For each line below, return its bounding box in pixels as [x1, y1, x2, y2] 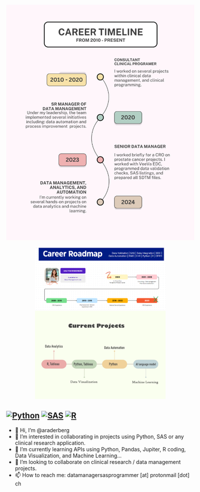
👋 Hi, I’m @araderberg [14, 426, 70, 433]
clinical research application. [14, 439, 86, 447]
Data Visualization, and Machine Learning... [14, 452, 122, 459]
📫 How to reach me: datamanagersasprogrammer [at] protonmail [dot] [14, 471, 190, 478]
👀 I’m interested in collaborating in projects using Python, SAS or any [14, 433, 184, 440]
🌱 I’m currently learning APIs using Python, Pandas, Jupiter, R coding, [14, 445, 186, 453]
